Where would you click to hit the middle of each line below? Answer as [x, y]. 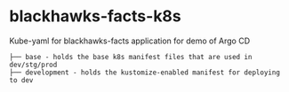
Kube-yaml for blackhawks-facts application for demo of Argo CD [130, 41]
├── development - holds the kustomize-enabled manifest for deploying [144, 73]
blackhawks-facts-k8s [96, 16]
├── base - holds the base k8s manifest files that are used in [131, 57]
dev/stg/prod [33, 65]
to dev [21, 80]
